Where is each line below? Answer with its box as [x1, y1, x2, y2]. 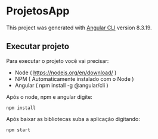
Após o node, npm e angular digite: [6, 93, 92, 100]
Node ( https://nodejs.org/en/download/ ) [14, 69, 117, 76]
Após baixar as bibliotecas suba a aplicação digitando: [6, 115, 140, 122]
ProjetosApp [6, 4, 70, 18]
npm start [6, 127, 31, 133]
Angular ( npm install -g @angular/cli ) [14, 81, 109, 89]
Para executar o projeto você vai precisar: [6, 57, 109, 64]
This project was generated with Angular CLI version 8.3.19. [6, 24, 152, 31]
